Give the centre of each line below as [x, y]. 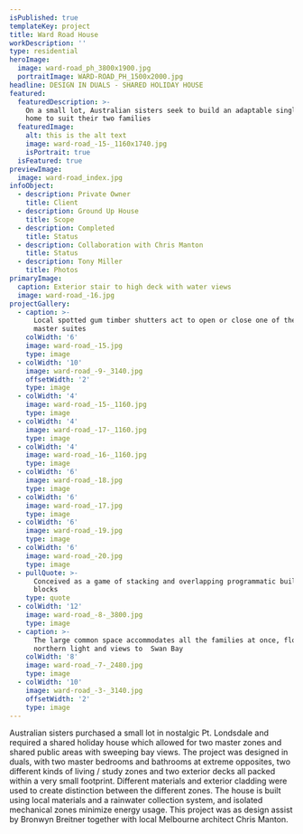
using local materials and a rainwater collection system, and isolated [136, 801]
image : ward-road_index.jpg [70, 177]
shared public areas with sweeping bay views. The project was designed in [149, 753]
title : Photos [52, 270]
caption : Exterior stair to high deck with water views [124, 287]
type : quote [48, 598]
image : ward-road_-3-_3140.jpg [84, 690]
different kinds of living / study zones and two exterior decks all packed [142, 772]
